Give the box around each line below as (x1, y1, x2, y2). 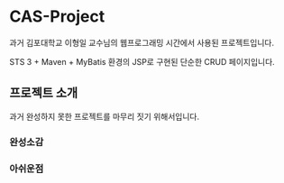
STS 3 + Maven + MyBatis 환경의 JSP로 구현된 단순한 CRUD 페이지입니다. (9, 56, 275, 67)
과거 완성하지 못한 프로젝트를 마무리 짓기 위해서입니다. (9, 111, 200, 122)
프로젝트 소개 (9, 86, 78, 101)
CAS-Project (9, 6, 105, 27)
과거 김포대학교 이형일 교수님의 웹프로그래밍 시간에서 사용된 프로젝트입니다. (9, 37, 275, 48)
